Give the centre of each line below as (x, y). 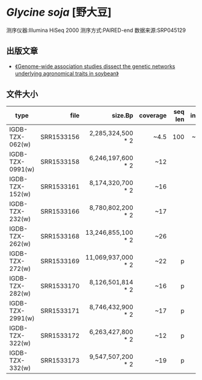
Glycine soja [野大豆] (59, 12)
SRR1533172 (60, 335)
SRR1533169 (60, 261)
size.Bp (122, 115)
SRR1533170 (60, 285)
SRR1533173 (60, 360)
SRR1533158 (60, 161)
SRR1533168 (60, 236)
